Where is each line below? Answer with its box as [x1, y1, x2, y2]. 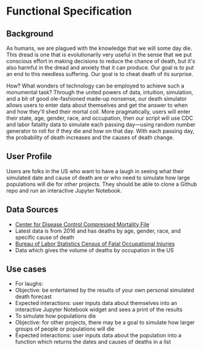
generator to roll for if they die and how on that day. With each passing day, [6, 128, 195, 134]
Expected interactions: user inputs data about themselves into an [15, 300, 178, 307]
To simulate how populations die [15, 312, 96, 320]
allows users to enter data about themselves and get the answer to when [6, 101, 188, 109]
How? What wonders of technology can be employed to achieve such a [6, 82, 185, 89]
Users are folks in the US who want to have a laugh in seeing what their [6, 167, 185, 174]
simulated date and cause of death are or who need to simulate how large [6, 174, 190, 181]
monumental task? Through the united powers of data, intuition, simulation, [6, 89, 194, 95]
